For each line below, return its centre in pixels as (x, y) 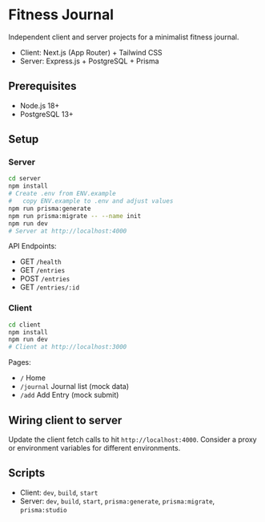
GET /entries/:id (50, 287)
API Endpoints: (33, 246)
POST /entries (45, 279)
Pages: (20, 362)
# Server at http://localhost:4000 (68, 231)
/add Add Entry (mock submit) (69, 395)
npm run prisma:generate (50, 208)
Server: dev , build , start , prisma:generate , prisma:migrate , (117, 501)
